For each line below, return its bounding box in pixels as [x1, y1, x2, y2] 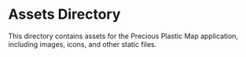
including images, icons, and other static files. [8, 39, 157, 48]
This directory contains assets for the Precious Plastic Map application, [8, 31, 238, 41]
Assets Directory [8, 5, 121, 23]
